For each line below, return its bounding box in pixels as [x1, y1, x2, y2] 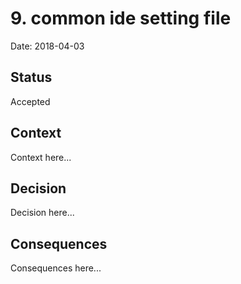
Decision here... [10, 207, 75, 219]
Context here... [10, 151, 72, 163]
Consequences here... [10, 262, 102, 274]
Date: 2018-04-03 [10, 40, 85, 52]
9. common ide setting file [10, 7, 232, 30]
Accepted [10, 95, 51, 107]
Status [10, 69, 53, 86]
